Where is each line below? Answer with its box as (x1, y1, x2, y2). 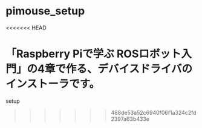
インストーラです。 (5, 77, 100, 91)
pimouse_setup (5, 4, 85, 18)
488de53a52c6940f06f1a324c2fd (111, 109, 197, 116)
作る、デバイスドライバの (65, 62, 193, 76)
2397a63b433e (111, 115, 149, 123)
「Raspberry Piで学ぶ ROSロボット (5, 47, 181, 61)
